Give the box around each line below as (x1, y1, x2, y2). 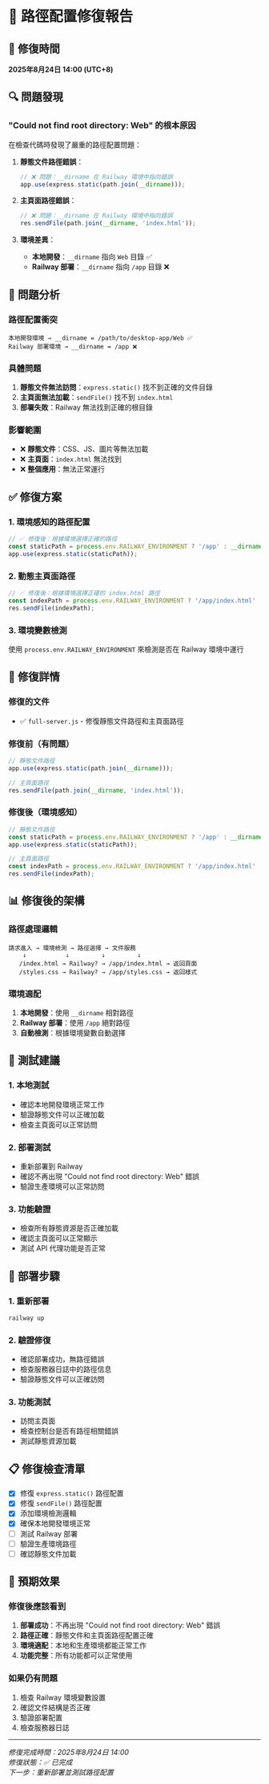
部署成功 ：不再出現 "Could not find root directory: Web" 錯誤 (19, 1620, 221, 1631)
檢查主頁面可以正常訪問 (19, 1120, 98, 1129)
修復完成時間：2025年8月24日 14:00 (8, 1747, 130, 1757)
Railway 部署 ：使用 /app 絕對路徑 (19, 1018, 130, 1028)
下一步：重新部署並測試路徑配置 (8, 1767, 114, 1777)
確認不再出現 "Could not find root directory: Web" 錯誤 (19, 1172, 200, 1181)
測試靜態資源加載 (19, 1436, 77, 1446)
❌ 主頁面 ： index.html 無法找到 (19, 455, 122, 464)
